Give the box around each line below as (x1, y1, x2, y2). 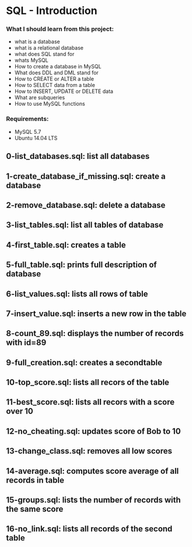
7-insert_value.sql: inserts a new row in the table (6, 309, 187, 318)
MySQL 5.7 (14, 128, 41, 135)
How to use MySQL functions (14, 101, 86, 108)
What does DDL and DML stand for (14, 69, 99, 77)
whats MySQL (14, 57, 48, 64)
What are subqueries (14, 94, 65, 101)
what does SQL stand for (14, 51, 75, 58)
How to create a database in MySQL (14, 63, 102, 70)
